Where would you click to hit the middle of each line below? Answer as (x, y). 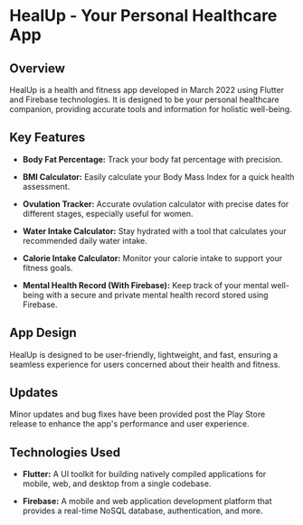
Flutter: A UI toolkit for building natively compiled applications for (144, 474)
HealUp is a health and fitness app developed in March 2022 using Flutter (147, 90)
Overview (38, 68)
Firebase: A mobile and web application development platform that (147, 502)
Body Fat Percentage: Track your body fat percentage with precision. (152, 159)
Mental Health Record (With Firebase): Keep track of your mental (146, 285)
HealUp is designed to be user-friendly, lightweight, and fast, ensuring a (144, 354)
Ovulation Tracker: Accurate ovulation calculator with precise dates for (156, 203)
